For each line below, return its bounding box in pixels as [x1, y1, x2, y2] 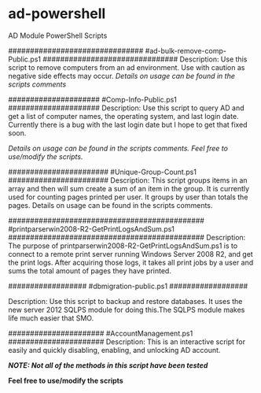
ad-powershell [8, 5, 106, 23]
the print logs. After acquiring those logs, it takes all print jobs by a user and [8, 258, 254, 267]
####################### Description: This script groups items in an [8, 175, 248, 185]
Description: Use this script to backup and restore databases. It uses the [8, 296, 243, 306]
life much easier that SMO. [8, 313, 94, 323]
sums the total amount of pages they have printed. [8, 265, 171, 276]
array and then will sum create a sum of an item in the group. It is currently [8, 184, 250, 193]
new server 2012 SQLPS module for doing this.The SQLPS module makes [8, 305, 245, 314]
